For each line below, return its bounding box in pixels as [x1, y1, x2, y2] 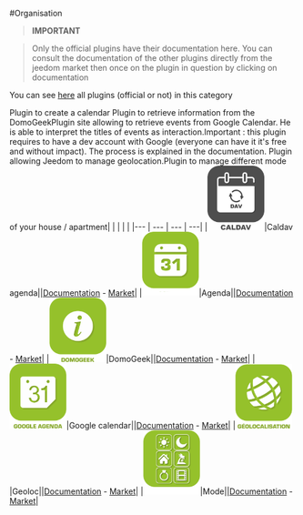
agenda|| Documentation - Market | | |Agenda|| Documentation [9, 288, 294, 298]
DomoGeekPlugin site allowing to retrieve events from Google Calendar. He [9, 117, 291, 127]
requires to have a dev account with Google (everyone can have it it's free [9, 136, 287, 146]
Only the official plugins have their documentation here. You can [31, 43, 273, 54]
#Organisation [9, 8, 63, 18]
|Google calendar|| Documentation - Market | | [66, 419, 237, 430]
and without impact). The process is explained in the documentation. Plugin [9, 146, 293, 157]
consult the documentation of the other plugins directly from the [31, 53, 273, 63]
